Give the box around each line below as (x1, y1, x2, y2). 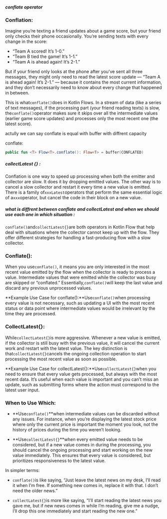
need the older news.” (12, 488, 58, 494)
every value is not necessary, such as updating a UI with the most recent (5, 300, 155, 306)
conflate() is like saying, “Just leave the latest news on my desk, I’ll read (12, 477, 161, 483)
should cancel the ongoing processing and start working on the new (12, 447, 153, 453)
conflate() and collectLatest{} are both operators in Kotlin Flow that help (5, 224, 155, 230)
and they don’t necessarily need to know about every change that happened (5, 85, 162, 91)
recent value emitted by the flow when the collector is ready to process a (5, 269, 156, 275)
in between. (5, 90, 29, 96)
